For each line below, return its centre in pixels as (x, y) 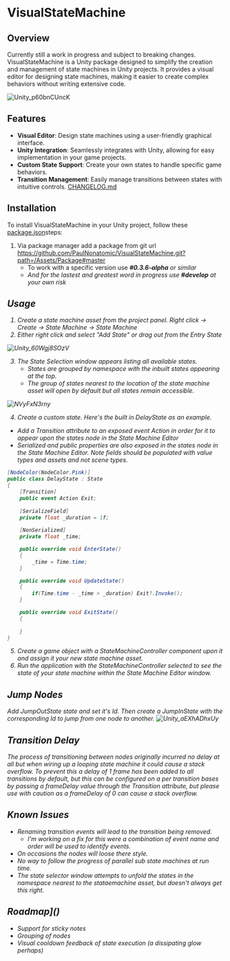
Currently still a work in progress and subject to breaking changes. (102, 54)
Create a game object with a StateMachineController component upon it (120, 651)
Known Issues (38, 815)
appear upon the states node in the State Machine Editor (98, 438)
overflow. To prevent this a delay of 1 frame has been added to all (101, 772)
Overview (29, 38)
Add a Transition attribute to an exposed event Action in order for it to (116, 431)
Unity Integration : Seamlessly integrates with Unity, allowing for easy (116, 150)
